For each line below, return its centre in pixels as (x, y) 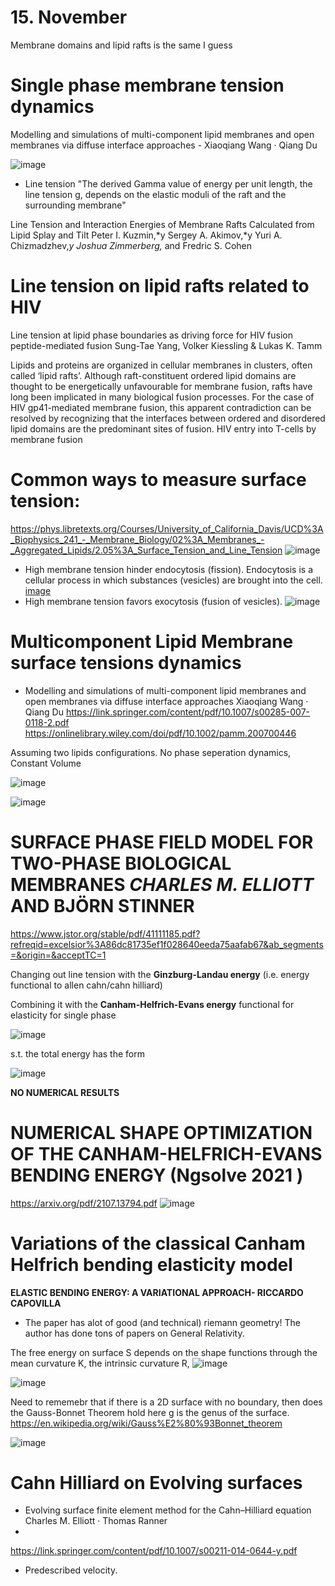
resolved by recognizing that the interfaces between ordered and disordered (168, 418)
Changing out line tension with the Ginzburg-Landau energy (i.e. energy (160, 974)
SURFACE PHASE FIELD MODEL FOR (162, 842)
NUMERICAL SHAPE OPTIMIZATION (161, 1132)
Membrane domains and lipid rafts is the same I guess (121, 45)
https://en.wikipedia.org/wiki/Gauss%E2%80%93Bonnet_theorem (146, 1423)
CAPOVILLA (36, 1303)
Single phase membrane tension (147, 85)
